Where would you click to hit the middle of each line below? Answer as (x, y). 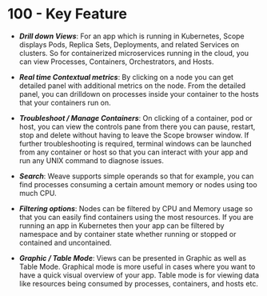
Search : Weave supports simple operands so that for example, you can (136, 176)
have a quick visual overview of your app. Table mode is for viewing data (139, 275)
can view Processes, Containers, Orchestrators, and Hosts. (116, 62)
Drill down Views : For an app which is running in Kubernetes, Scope (132, 36)
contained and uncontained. (66, 242)
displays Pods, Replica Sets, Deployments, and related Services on (129, 44)
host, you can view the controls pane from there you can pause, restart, (137, 126)
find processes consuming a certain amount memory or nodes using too (138, 184)
